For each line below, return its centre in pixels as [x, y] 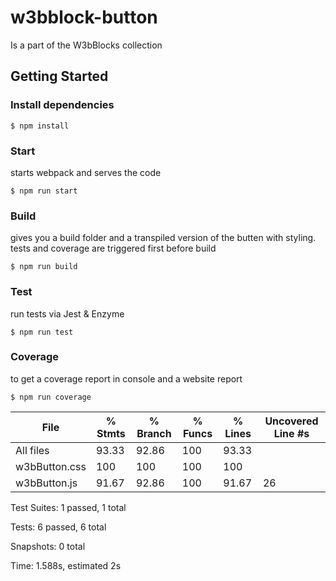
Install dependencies [62, 105]
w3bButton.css [51, 466]
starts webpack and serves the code [86, 172]
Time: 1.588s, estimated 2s [66, 565]
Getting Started [59, 76]
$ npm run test [42, 332]
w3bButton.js [46, 483]
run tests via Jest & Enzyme [67, 313]
